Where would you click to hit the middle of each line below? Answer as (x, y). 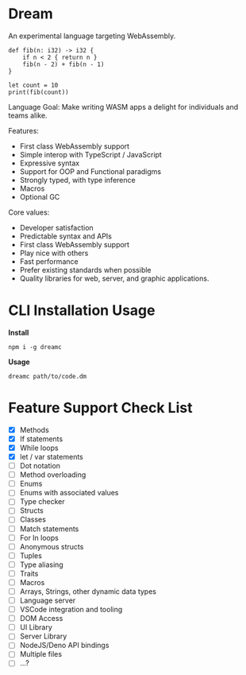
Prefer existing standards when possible (86, 270)
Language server (48, 600)
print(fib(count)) (38, 92)
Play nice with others (54, 253)
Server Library (43, 636)
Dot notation (40, 466)
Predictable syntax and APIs (66, 236)
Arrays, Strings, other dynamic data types (88, 591)
